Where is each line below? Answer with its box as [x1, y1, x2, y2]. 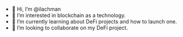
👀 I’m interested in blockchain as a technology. [11, 12, 126, 19]
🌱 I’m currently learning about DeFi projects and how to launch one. [11, 18, 177, 25]
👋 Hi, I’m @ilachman [11, 6, 61, 12]
